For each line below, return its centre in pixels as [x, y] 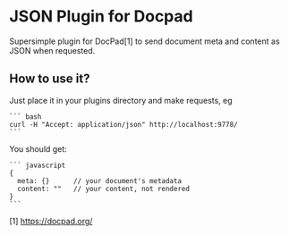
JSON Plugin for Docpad [102, 17]
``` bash [25, 117]
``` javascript [38, 165]
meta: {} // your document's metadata [99, 180]
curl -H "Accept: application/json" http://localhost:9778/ [124, 124]
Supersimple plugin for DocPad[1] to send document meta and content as [144, 41]
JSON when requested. [52, 50]
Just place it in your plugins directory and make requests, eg [121, 100]
